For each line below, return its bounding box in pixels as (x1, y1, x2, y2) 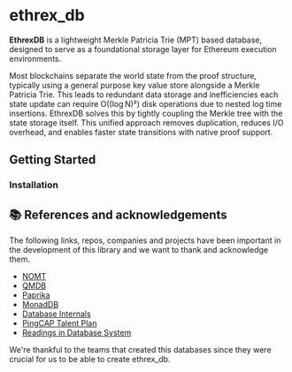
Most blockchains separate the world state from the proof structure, (9, 70, 257, 80)
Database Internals (21, 308, 91, 319)
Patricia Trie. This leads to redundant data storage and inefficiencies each (9, 89, 279, 100)
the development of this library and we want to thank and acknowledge (9, 245, 268, 255)
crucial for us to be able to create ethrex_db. (9, 354, 171, 365)
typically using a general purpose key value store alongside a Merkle (9, 80, 260, 90)
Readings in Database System (21, 328, 132, 338)
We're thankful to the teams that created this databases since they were (9, 345, 272, 355)
